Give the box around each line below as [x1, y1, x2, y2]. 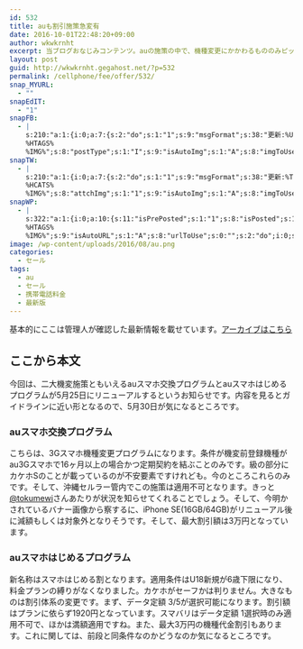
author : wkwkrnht [9, 38, 75, 48]
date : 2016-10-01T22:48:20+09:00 [9, 30, 135, 39]
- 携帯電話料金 [17, 289, 67, 298]
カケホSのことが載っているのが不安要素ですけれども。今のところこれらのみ [9, 471, 291, 481]
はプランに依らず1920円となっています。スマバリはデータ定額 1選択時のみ [9, 608, 284, 618]
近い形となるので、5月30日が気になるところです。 [56, 401, 244, 412]
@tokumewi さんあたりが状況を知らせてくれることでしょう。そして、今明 [9, 493, 281, 504]
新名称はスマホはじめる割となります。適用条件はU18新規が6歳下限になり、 [9, 573, 288, 584]
